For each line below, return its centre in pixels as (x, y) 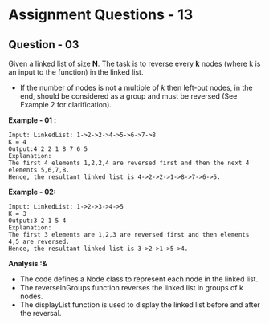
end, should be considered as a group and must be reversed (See (128, 96)
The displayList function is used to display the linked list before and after (140, 305)
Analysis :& (28, 263)
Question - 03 (44, 45)
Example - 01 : (33, 120)
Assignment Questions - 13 (101, 15)
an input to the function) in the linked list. (76, 72)
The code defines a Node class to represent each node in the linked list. (139, 279)
